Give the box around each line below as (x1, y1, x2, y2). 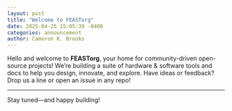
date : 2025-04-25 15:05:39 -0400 (7, 23, 104, 29)
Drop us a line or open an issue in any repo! (7, 76, 131, 84)
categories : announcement (7, 29, 81, 36)
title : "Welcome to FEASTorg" (7, 16, 95, 23)
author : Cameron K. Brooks (7, 36, 85, 42)
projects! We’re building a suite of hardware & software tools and (28, 62, 213, 70)
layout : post (7, 10, 45, 17)
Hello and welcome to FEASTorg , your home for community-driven (7, 54, 197, 62)
